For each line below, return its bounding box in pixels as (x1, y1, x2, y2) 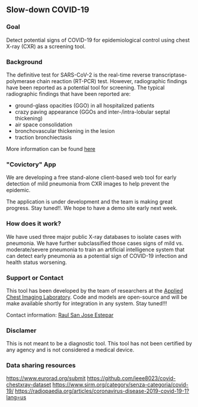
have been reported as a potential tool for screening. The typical (6, 84, 165, 91)
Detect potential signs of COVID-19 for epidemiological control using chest (6, 36, 190, 44)
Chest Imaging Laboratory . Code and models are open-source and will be (6, 293, 187, 300)
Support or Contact (6, 274, 64, 282)
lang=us (6, 394, 27, 401)
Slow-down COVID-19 (6, 5, 90, 15)
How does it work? (6, 220, 62, 228)
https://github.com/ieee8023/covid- (86, 375, 176, 382)
